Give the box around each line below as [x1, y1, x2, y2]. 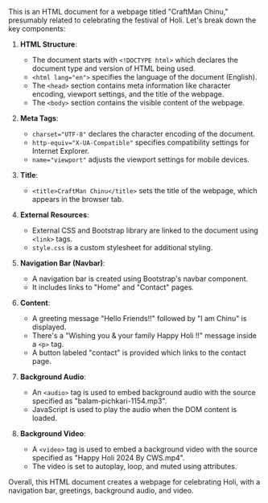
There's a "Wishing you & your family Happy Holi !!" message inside [31, 331, 258, 340]
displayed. [31, 322, 67, 332]
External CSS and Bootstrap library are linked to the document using [31, 225, 259, 235]
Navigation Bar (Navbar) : [19, 258, 105, 268]
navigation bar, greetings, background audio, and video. [8, 486, 194, 495]
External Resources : [19, 210, 90, 220]
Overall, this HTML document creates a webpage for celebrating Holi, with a [8, 477, 261, 486]
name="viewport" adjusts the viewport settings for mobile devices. [31, 155, 249, 164]
